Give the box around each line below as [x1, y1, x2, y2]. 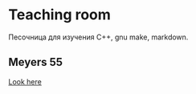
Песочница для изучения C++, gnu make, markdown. [8, 32, 189, 42]
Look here [8, 76, 42, 86]
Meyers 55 [8, 55, 63, 69]
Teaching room [8, 6, 111, 24]
